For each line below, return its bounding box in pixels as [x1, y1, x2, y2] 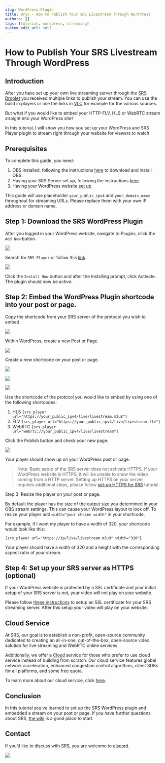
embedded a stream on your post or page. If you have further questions [5, 710, 151, 716]
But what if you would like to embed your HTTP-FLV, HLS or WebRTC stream [5, 110, 161, 116]
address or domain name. [5, 203, 57, 209]
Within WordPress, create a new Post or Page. [5, 338, 99, 344]
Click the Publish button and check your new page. [5, 438, 109, 443]
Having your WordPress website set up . [12, 183, 93, 189]
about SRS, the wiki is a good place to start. [5, 716, 94, 721]
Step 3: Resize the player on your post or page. [5, 491, 101, 497]
